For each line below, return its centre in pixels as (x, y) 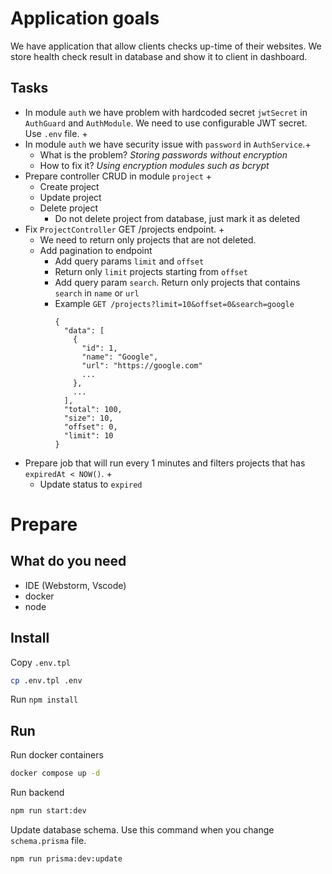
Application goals (85, 18)
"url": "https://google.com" (142, 365)
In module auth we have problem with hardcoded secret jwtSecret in (166, 112)
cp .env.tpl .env (46, 680)
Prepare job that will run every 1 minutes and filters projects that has (165, 463)
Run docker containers (57, 755)
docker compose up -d (55, 773)
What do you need (68, 561)
